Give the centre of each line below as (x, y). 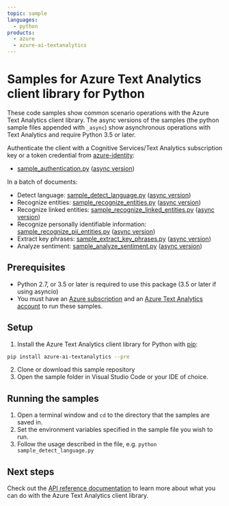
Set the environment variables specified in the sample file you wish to (115, 430)
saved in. (30, 422)
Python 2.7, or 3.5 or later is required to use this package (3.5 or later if (117, 284)
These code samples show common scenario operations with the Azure (108, 112)
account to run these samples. (60, 306)
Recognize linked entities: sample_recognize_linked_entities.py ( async (116, 209)
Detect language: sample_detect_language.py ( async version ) (104, 195)
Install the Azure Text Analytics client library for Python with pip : (107, 344)
